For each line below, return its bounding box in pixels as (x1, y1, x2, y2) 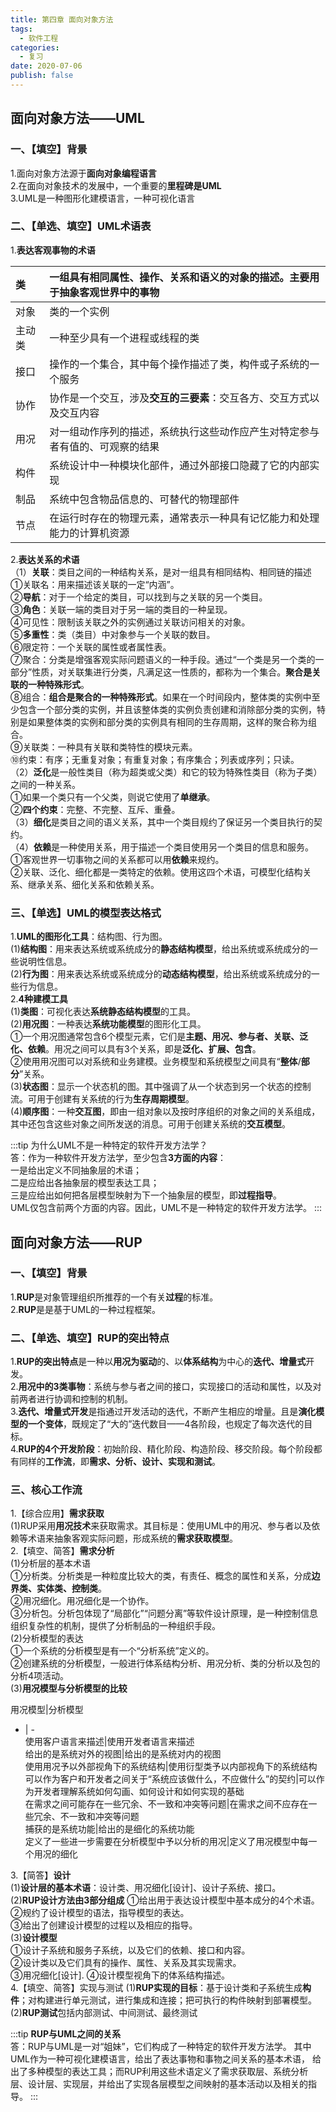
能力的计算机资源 (49, 526, 130, 540)
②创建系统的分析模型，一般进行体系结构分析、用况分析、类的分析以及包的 (10, 1657, 321, 1670)
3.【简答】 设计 (10, 1869, 72, 1881)
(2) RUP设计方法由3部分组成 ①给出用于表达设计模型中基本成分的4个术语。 (10, 1894, 320, 1906)
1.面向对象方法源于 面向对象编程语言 (10, 167, 157, 179)
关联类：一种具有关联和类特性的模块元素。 (22, 741, 198, 753)
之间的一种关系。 (10, 778, 81, 790)
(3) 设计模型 (10, 1932, 58, 1944)
